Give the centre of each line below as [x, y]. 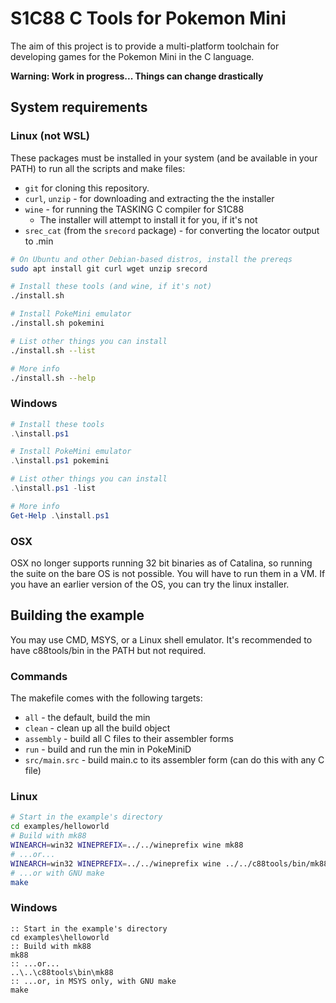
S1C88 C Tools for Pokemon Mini [148, 18]
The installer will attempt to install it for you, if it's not [148, 219]
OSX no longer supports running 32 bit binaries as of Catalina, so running [161, 563]
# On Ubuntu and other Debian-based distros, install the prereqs [151, 259]
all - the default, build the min [87, 718]
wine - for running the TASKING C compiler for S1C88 [134, 209]
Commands [39, 676]
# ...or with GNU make [57, 873]
